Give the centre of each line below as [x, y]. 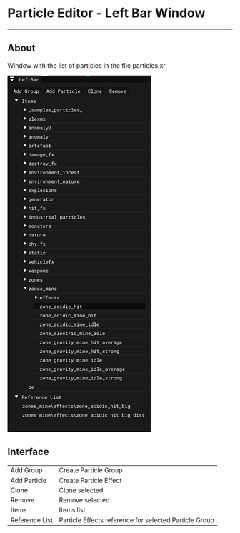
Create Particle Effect [90, 480]
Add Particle [29, 480]
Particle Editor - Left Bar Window [106, 13]
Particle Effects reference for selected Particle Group [136, 520]
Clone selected [81, 490]
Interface [28, 452]
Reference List [32, 520]
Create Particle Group [91, 470]
